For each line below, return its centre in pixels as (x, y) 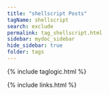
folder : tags (26, 52)
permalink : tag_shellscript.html (55, 33)
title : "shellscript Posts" (47, 13)
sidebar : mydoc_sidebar (41, 39)
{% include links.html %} (42, 85)
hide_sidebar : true (35, 45)
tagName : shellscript (38, 20)
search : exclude (30, 26)
